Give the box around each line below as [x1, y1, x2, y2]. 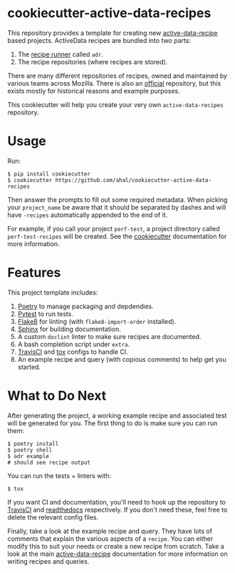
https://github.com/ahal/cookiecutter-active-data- [55, 176, 212, 183]
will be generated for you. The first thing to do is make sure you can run [7, 419, 218, 427]
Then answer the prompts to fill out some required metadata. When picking [7, 195, 228, 204]
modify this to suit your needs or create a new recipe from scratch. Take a [7, 542, 224, 550]
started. [17, 362, 41, 371]
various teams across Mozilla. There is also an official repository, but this [7, 78, 221, 87]
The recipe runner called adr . [17, 50, 103, 59]
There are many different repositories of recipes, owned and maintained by [7, 71, 228, 80]
